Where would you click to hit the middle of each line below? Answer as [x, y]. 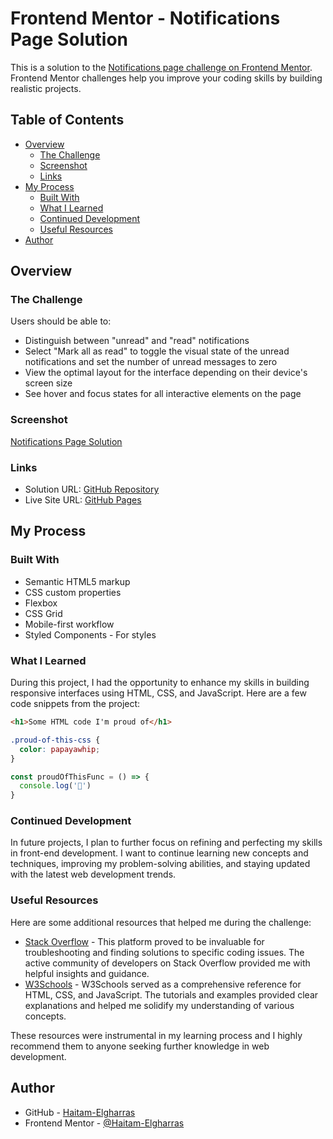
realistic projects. [46, 88]
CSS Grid [43, 613]
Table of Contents [67, 120]
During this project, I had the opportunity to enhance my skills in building [160, 683]
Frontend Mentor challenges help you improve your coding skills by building [166, 78]
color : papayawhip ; [60, 749]
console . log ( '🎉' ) [55, 786]
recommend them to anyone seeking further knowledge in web [140, 1046]
